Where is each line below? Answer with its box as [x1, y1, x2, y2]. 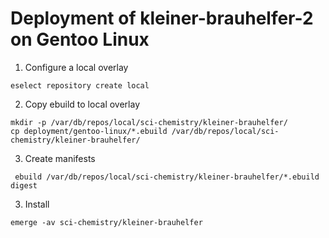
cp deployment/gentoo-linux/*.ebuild [10, 126, 168, 136]
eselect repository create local [10, 80, 150, 91]
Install [24, 198, 50, 210]
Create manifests [24, 152, 96, 164]
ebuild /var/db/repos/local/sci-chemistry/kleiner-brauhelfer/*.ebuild [14, 172, 320, 182]
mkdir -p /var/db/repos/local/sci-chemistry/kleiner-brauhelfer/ [10, 117, 288, 127]
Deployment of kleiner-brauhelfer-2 [10, 7, 314, 30]
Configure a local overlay [24, 61, 129, 73]
